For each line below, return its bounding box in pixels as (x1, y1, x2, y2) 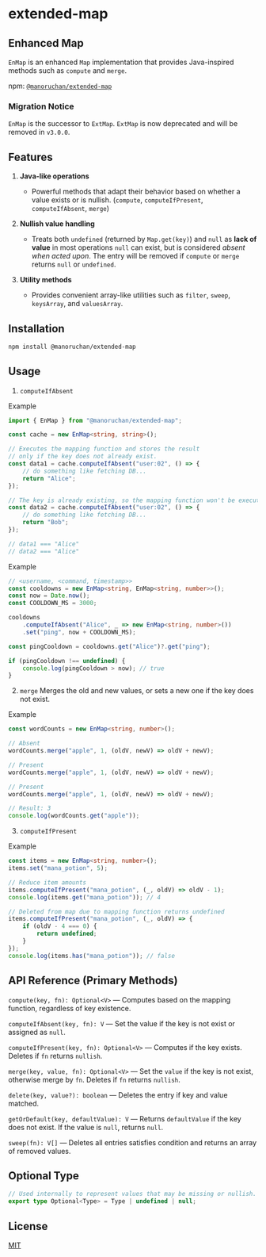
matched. (8, 1098, 40, 1108)
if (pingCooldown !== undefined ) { (8, 657, 126, 665)
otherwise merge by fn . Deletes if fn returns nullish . (8, 1075, 180, 1084)
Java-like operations (19, 171, 89, 181)
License (8, 1219, 48, 1233)
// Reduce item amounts (8, 878, 87, 887)
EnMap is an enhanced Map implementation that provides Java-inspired (8, 57, 234, 67)
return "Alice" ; (22, 474, 77, 482)
